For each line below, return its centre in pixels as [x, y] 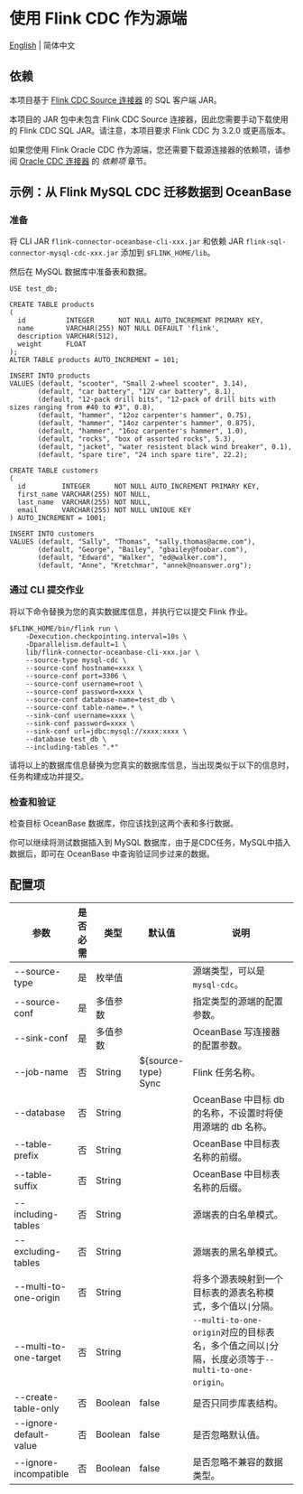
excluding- [37, 1251]
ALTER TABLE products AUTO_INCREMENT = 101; [94, 360]
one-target [37, 1358]
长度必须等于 [238, 1359]
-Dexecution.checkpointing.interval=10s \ [106, 636]
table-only [37, 1408]
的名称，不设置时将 [234, 1113]
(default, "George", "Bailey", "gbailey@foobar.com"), [142, 550]
